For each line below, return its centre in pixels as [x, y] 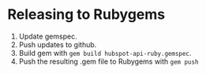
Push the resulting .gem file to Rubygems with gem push [109, 61]
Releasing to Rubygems [86, 15]
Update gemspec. [48, 36]
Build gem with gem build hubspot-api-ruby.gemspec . [105, 53]
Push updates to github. [58, 44]
